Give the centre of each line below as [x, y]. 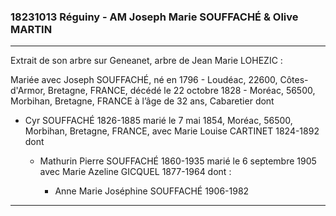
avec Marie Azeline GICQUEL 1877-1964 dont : [135, 172]
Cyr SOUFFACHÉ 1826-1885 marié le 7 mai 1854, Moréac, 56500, [158, 121]
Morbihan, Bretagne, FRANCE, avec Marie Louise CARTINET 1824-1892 [172, 131]
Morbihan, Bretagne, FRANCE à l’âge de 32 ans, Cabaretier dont [142, 101]
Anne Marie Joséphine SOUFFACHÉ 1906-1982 [152, 191]
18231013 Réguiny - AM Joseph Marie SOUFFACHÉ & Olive [154, 17]
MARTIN [31, 29]
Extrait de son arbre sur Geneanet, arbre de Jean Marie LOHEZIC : [146, 61]
